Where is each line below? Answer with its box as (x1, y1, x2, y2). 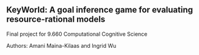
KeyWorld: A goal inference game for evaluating (6, 5, 194, 15)
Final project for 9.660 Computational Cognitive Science (6, 30, 148, 37)
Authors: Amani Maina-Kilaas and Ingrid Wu (6, 42, 117, 49)
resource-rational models (6, 15, 106, 25)
